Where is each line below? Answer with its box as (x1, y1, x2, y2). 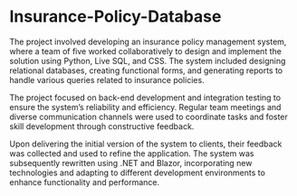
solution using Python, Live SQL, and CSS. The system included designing (9, 55, 286, 66)
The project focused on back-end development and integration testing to (9, 92, 282, 103)
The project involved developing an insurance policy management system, (9, 36, 287, 47)
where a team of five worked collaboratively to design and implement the (9, 45, 283, 56)
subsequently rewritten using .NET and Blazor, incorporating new (9, 157, 253, 168)
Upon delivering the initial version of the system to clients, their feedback (9, 138, 283, 149)
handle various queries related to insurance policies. (9, 74, 206, 85)
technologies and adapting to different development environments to (9, 167, 265, 178)
